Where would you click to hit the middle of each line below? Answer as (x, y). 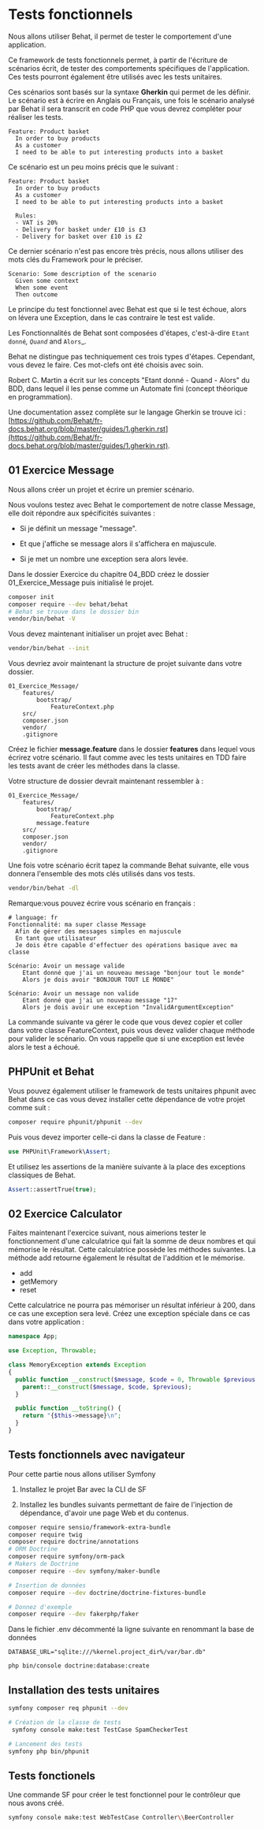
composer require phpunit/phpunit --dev (76, 1122)
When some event (42, 288)
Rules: (26, 216)
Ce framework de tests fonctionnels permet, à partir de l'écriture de (118, 60)
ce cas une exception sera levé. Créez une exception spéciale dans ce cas (129, 1314)
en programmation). (41, 396)
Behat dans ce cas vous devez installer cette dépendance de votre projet (127, 1099)
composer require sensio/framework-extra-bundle (89, 1527)
